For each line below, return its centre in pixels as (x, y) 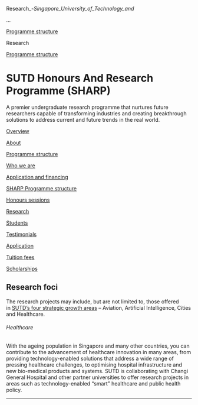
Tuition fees (20, 257)
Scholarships (22, 268)
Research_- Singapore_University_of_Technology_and (70, 9)
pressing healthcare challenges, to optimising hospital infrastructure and (94, 365)
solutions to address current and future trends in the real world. (83, 119)
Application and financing (37, 177)
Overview (18, 131)
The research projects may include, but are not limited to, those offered (93, 302)
